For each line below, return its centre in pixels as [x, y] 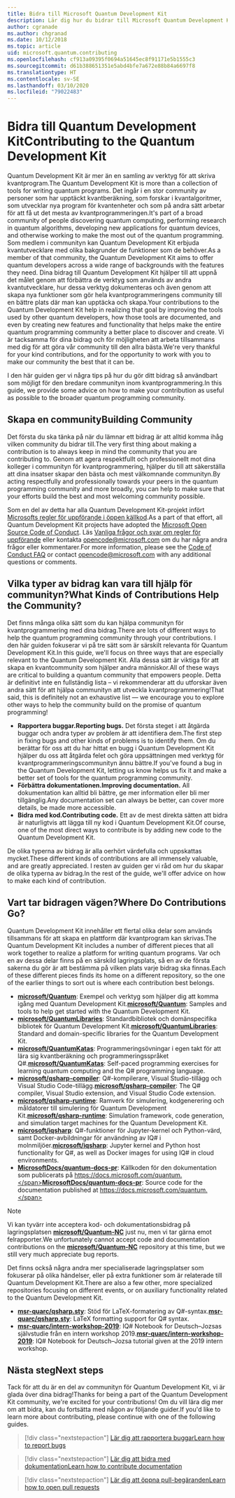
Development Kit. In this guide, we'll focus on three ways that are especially [115, 652]
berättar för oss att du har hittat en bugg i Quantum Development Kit [116, 748]
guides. [18, 1424]
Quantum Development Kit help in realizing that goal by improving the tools [115, 310]
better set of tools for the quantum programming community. [105, 778]
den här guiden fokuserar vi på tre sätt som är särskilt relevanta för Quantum [117, 645]
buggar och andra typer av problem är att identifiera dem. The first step [120, 733]
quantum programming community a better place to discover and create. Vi [116, 332]
